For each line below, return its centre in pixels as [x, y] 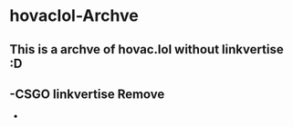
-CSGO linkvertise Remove [87, 94]
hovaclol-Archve [74, 16]
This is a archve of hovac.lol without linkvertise [147, 49]
